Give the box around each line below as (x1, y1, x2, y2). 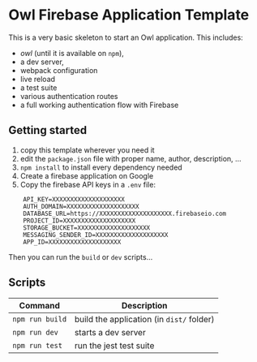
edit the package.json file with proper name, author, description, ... (19, 153, 242, 163)
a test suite (19, 83, 58, 93)
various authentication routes (19, 91, 118, 101)
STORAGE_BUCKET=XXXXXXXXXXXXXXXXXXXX (23, 223, 151, 232)
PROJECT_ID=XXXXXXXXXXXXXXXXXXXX (23, 217, 136, 225)
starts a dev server (74, 326, 146, 338)
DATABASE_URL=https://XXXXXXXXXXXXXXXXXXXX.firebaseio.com (23, 209, 227, 218)
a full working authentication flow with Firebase (19, 100, 179, 110)
